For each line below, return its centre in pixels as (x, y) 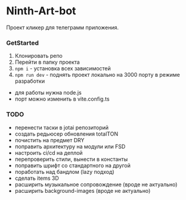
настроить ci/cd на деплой (49, 152)
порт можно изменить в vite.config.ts (62, 99)
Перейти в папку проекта (47, 62)
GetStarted (23, 43)
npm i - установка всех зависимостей (63, 68)
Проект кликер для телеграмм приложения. (63, 27)
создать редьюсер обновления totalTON (66, 134)
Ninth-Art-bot (41, 11)
